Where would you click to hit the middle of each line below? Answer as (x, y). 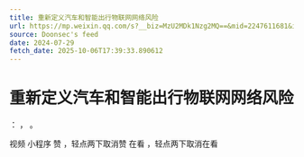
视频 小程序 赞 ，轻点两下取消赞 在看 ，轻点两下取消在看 (114, 144)
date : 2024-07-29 (42, 43)
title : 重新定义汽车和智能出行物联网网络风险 (84, 17)
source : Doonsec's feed (54, 34)
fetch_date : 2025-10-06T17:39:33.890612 (87, 51)
